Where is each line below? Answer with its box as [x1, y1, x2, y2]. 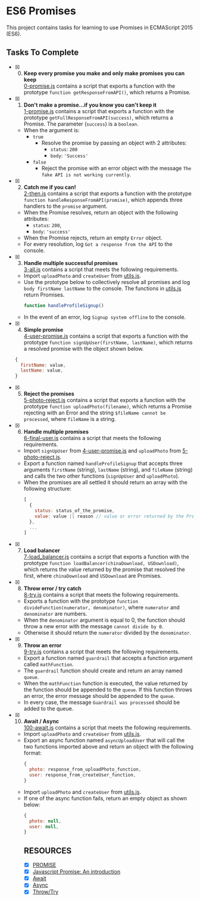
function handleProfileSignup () [23, 303, 104, 308]
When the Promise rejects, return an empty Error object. [23, 234, 162, 241]
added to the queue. [23, 705, 74, 712]
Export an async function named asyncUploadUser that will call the [23, 737, 185, 744]
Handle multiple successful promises [23, 259, 118, 266]
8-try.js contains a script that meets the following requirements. [23, 591, 180, 598]
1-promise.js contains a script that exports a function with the [23, 107, 174, 114]
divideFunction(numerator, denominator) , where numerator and [23, 604, 180, 611]
